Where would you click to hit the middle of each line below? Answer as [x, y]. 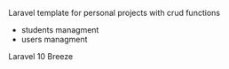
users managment [54, 39]
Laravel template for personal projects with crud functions [114, 13]
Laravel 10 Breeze [41, 56]
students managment [60, 30]
